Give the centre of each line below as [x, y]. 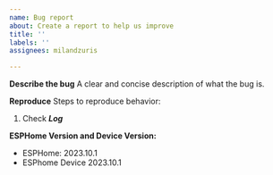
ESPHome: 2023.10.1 [60, 154]
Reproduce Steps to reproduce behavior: [85, 101]
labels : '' [30, 42]
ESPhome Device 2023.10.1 [72, 162]
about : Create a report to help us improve [92, 26]
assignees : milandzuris [54, 51]
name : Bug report [42, 17]
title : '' [28, 34]
